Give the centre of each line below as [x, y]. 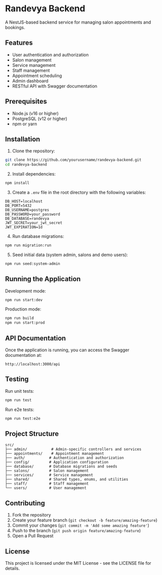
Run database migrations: [38, 236]
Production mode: [23, 309]
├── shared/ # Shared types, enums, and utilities [67, 480]
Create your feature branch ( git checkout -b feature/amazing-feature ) [85, 520]
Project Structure [32, 434]
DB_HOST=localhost [24, 201]
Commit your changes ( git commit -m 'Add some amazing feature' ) [81, 525]
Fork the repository [32, 515]
